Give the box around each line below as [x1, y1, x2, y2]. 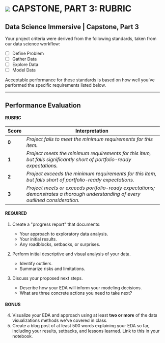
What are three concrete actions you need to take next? [19, 290, 133, 296]
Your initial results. [19, 236, 57, 242]
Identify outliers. [19, 261, 53, 267]
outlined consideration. [26, 197, 80, 204]
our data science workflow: [5, 41, 60, 47]
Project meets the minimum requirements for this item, [26, 150, 151, 157]
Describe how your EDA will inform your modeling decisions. [19, 285, 142, 291]
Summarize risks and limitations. [19, 266, 85, 272]
